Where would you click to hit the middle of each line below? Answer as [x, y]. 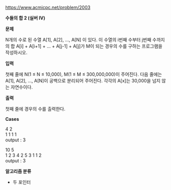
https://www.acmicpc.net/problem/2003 [48, 7]
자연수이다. [22, 87]
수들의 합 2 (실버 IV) [25, 18]
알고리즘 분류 [18, 171]
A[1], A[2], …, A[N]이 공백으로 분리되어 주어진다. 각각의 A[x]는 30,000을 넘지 [83, 81]
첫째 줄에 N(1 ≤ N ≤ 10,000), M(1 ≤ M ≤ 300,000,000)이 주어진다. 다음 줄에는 [84, 74]
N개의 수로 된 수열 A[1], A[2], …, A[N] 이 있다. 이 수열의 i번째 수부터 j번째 [78, 40]
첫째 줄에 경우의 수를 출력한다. [35, 109]
